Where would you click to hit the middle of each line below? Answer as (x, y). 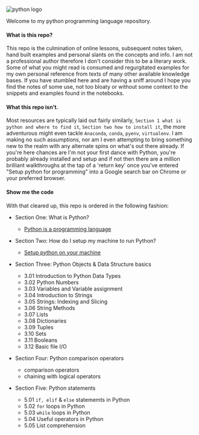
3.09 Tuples (39, 327)
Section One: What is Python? (52, 217)
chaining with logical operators (62, 376)
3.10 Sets (35, 333)
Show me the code (30, 192)
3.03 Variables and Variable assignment (73, 288)
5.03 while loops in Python (57, 412)
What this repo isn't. (32, 107)
